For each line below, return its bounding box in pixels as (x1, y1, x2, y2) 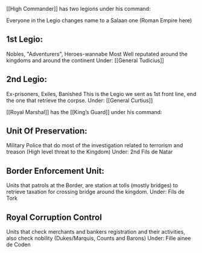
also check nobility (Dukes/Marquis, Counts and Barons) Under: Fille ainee (6, 235, 191, 242)
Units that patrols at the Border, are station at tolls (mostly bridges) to (6, 182, 178, 189)
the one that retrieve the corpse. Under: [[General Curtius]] (6, 97, 153, 104)
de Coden (6, 241, 31, 248)
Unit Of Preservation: (6, 126, 87, 136)
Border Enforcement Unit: (6, 165, 104, 176)
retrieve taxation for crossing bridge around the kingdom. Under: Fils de (6, 188, 185, 196)
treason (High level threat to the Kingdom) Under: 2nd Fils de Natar (6, 148, 173, 156)
